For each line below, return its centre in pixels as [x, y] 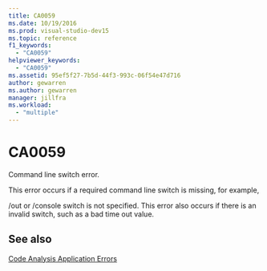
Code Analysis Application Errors [63, 258]
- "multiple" [37, 113]
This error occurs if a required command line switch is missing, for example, [134, 190]
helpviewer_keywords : [44, 61]
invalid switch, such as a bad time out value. [81, 214]
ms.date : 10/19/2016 [43, 23]
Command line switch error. [54, 174]
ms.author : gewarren [43, 90]
